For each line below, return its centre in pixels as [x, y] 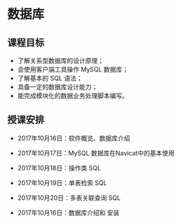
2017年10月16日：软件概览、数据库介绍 [74, 138]
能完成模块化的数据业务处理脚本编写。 [73, 96]
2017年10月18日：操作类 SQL [59, 168]
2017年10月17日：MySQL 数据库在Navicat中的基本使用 [96, 153]
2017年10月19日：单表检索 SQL [62, 182]
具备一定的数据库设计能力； [58, 87]
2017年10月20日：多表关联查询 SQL [69, 198]
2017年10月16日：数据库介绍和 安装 [68, 212]
